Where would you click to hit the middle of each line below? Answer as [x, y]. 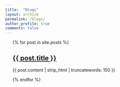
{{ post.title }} [34, 58]
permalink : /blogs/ [25, 19]
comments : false [22, 28]
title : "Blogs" [22, 10]
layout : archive [22, 14]
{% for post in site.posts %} [41, 42]
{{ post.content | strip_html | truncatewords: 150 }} [64, 70]
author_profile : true [28, 24]
